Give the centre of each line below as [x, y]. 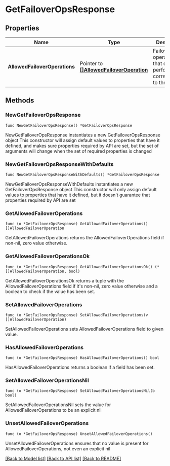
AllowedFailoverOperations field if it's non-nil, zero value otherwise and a [81, 286]
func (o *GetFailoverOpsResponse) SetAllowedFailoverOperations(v [77, 315]
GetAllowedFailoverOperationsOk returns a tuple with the [65, 280]
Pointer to [91, 63]
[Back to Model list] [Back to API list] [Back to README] [63, 458]
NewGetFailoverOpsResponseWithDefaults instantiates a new [69, 184]
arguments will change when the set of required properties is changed [78, 151]
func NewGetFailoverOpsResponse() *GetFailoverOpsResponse [69, 125]
